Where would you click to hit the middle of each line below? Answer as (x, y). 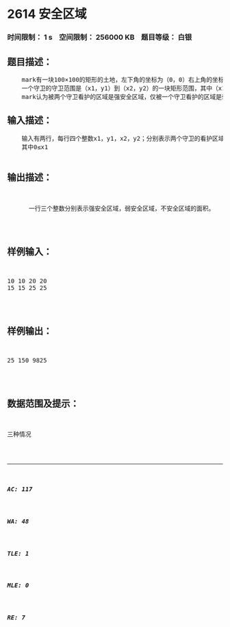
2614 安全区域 (47, 14)
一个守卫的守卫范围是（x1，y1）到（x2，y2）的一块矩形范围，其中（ (120, 88)
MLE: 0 (18, 585)
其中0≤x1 (35, 147)
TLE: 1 (18, 553)
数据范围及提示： (43, 403)
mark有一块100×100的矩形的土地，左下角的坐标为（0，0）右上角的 (117, 79)
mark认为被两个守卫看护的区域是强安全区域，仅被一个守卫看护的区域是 (122, 96)
